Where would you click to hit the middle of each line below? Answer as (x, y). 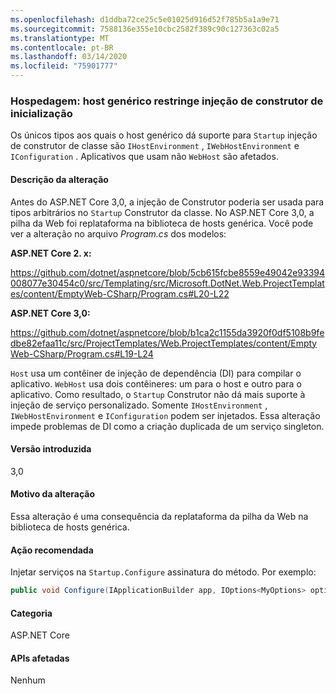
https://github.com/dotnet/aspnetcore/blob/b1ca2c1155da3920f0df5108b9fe (167, 332)
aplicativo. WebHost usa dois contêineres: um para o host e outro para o (156, 383)
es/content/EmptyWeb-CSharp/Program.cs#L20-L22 (120, 293)
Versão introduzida (51, 449)
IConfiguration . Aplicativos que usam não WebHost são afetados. (144, 157)
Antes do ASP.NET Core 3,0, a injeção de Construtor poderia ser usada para (167, 202)
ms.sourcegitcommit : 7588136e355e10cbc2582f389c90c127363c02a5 (145, 29)
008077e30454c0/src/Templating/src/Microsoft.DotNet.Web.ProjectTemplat (167, 283)
